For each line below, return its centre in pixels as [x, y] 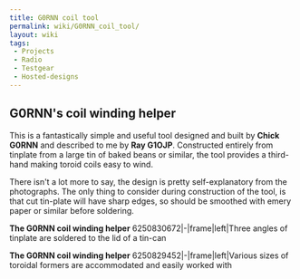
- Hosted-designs [46, 77]
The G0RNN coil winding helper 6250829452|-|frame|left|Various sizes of [149, 255]
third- [279, 154]
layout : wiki [34, 34]
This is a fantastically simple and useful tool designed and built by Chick [145, 135]
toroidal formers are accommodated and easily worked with [121, 265]
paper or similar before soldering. [72, 210]
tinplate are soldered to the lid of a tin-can [88, 237]
